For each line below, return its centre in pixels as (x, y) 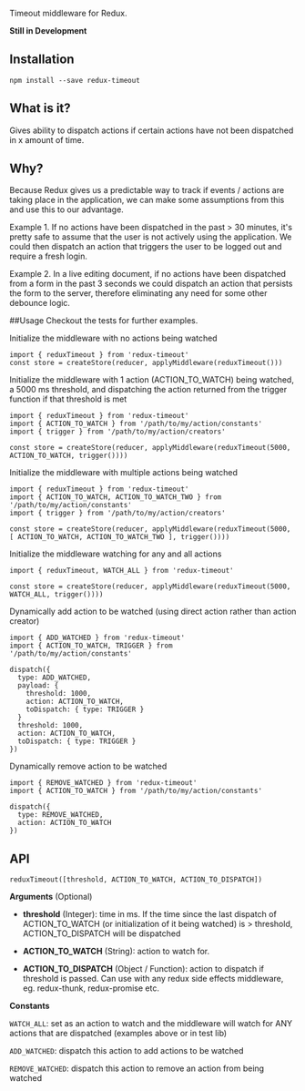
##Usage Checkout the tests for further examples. (104, 321)
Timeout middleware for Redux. (68, 13)
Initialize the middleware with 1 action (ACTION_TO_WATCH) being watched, (152, 380)
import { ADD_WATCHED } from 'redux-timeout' (97, 638)
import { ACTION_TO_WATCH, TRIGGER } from (91, 646)
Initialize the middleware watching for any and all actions (116, 554)
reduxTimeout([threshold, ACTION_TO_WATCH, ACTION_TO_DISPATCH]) (136, 880)
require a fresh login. (49, 256)
